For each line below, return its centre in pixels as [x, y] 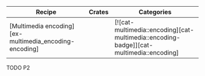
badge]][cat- [134, 45]
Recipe [46, 12]
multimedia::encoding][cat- [154, 30]
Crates [99, 12]
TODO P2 [18, 67]
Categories [155, 12]
